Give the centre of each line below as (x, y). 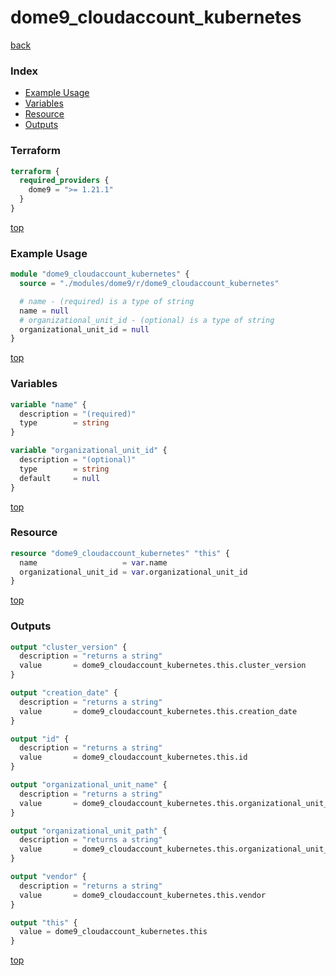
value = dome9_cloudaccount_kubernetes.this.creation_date (158, 711)
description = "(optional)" (78, 460)
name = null (44, 311)
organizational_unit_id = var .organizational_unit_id (133, 572)
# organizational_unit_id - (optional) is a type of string (147, 320)
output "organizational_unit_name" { (89, 785)
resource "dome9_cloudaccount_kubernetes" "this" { (120, 553)
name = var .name (93, 562)
